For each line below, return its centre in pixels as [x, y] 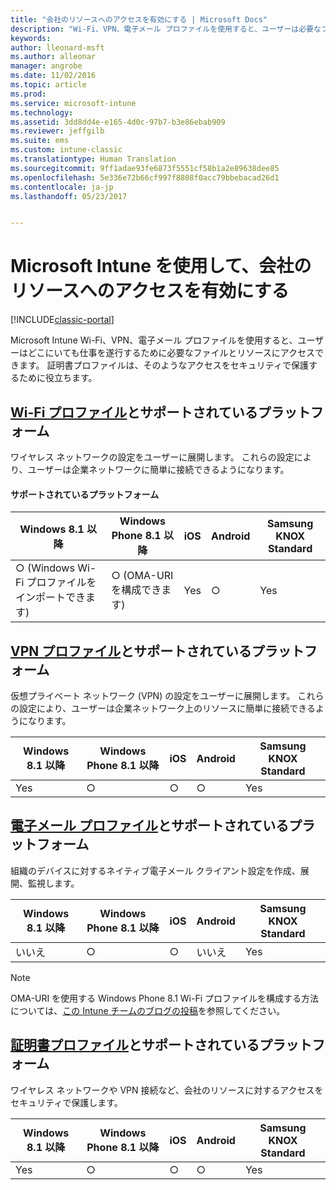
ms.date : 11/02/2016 [53, 76]
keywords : [31, 38]
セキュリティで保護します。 [66, 1102]
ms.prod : [28, 94]
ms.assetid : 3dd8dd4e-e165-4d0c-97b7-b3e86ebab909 [118, 122]
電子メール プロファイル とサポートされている [150, 826]
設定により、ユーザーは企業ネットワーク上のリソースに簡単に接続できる [167, 708]
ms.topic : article [48, 85]
